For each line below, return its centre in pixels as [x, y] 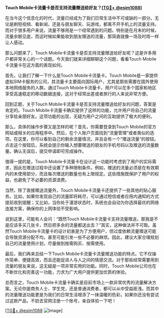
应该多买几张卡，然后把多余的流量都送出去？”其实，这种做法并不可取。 [81, 225]
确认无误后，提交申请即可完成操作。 [50, 151]
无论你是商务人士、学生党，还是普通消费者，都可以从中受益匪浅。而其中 [86, 288]
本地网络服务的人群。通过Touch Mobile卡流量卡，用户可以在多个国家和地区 [81, 88]
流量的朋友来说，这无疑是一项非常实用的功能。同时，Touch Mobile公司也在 [81, 266]
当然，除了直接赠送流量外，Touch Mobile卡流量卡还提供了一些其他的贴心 [79, 190]
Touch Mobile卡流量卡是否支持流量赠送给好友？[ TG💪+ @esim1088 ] [74, 8]
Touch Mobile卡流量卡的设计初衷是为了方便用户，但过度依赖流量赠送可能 [83, 231]
